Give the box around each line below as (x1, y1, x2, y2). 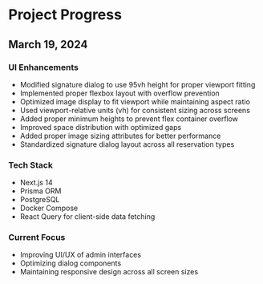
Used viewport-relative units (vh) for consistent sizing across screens (19, 105, 251, 115)
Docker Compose (19, 203, 79, 213)
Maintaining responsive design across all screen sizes (19, 267, 199, 277)
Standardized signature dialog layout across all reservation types (19, 139, 235, 149)
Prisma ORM (19, 186, 62, 196)
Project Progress (8, 6, 123, 24)
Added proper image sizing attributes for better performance (19, 131, 221, 140)
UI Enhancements (8, 62, 79, 73)
